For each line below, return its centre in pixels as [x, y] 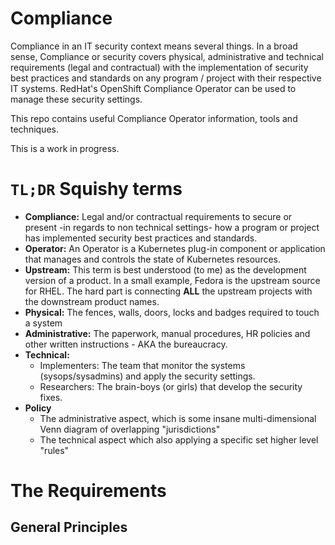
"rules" [54, 450]
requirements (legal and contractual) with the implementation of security [159, 67]
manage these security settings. [76, 99]
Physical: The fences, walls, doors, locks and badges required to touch [172, 312]
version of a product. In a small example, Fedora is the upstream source [172, 280]
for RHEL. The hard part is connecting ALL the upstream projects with [168, 291]
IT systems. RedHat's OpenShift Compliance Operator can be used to [153, 88]
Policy [38, 408]
